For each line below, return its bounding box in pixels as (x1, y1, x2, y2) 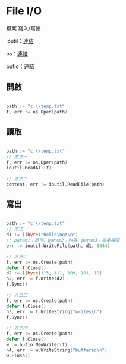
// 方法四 (6, 325, 28, 331)
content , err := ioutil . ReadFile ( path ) (6, 181, 105, 187)
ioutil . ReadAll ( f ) (6, 165, 52, 171)
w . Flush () (6, 353, 31, 359)
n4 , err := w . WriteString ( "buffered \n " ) (6, 347, 108, 353)
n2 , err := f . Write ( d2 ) (6, 276, 65, 282)
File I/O (6, 4, 42, 18)
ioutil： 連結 (6, 37, 34, 44)
